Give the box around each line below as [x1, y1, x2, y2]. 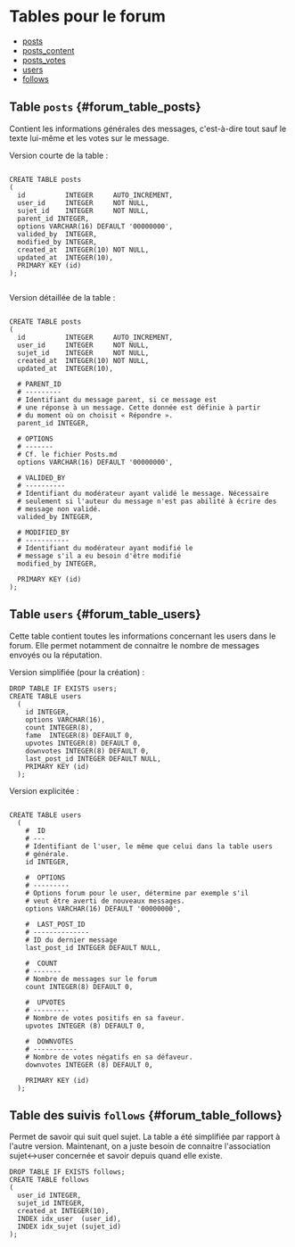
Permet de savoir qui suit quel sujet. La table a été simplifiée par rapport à [9, 1131, 281, 1143]
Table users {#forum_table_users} [9, 607, 201, 622]
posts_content [21, 45, 75, 55]
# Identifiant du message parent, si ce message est [17, 395, 217, 404]
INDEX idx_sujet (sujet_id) [17, 1222, 122, 1232]
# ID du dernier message [25, 935, 118, 945]
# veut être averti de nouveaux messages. [25, 896, 185, 905]
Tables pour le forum [9, 6, 167, 27]
